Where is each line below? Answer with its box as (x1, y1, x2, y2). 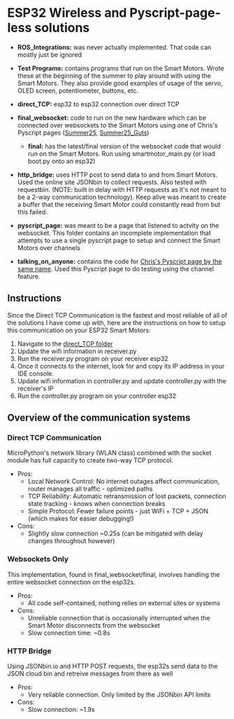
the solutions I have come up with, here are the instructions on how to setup (7, 318, 226, 327)
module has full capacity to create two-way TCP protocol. (7, 456, 173, 465)
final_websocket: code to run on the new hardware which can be (17, 114, 207, 122)
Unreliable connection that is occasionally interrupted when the (27, 613, 211, 622)
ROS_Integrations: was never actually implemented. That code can (17, 43, 212, 51)
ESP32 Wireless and (7, 5, 127, 21)
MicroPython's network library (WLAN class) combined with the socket (7, 448, 212, 457)
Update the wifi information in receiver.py (17, 347, 137, 355)
